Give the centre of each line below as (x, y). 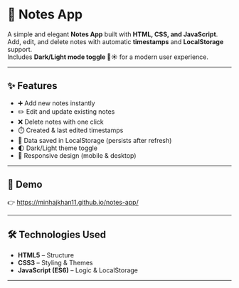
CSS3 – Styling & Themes (55, 263)
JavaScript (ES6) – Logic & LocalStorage (78, 270)
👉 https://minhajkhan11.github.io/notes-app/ (73, 202)
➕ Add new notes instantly (56, 103)
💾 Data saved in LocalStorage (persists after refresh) (95, 140)
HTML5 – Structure (46, 255)
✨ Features (32, 86)
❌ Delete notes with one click (61, 122)
